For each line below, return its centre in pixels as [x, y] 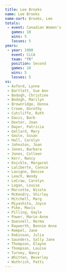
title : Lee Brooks [23, 9]
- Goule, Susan [22, 136]
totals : [13, 23]
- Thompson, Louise [27, 248]
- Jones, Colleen [24, 154]
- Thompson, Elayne [27, 244]
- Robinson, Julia [26, 235]
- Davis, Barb [21, 118]
